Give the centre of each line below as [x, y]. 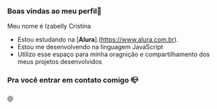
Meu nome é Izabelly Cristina [49, 26]
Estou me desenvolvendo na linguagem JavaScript [90, 47]
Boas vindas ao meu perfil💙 [55, 11]
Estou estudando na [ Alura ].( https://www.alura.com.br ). [98, 40]
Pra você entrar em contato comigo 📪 [73, 81]
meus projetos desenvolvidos [60, 62]
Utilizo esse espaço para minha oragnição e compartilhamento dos [114, 54]
